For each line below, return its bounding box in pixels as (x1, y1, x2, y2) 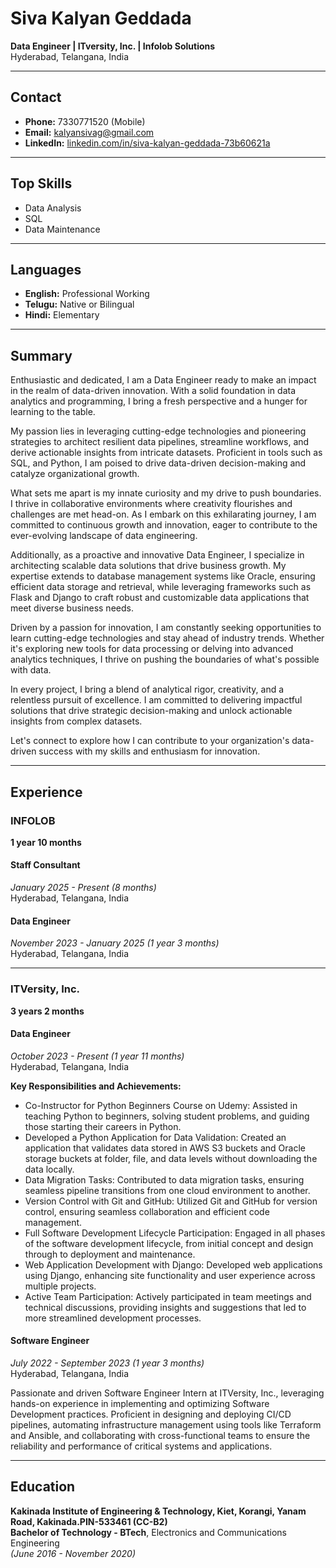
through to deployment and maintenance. (24, 1248, 196, 1260)
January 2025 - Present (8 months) (10, 882, 157, 894)
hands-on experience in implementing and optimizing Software (10, 1397, 270, 1409)
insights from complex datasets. (10, 715, 143, 727)
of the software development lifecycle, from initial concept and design (24, 1237, 314, 1249)
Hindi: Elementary (24, 309, 100, 321)
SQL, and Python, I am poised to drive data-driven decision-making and (10, 457, 307, 469)
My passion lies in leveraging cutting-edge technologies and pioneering (10, 425, 307, 437)
